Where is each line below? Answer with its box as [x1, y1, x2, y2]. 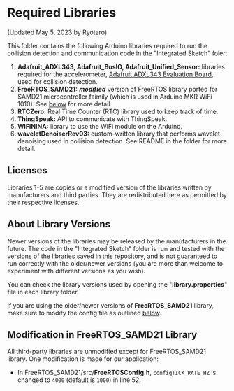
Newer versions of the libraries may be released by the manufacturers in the [7, 236, 227, 246]
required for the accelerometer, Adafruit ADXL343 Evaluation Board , [17, 70, 214, 78]
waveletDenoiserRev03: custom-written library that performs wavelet [17, 129, 220, 138]
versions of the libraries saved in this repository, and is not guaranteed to [7, 252, 218, 260]
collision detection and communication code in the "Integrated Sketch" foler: [7, 49, 228, 57]
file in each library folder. [7, 287, 79, 296]
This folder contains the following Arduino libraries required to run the [7, 41, 208, 50]
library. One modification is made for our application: [7, 355, 159, 363]
